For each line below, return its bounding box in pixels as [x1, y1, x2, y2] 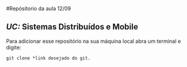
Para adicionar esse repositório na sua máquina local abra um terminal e [6, 38, 181, 45]
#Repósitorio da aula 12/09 [6, 5, 72, 12]
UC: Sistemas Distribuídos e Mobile [6, 22, 138, 32]
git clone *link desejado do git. [6, 55, 91, 61]
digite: [6, 43, 22, 51]
